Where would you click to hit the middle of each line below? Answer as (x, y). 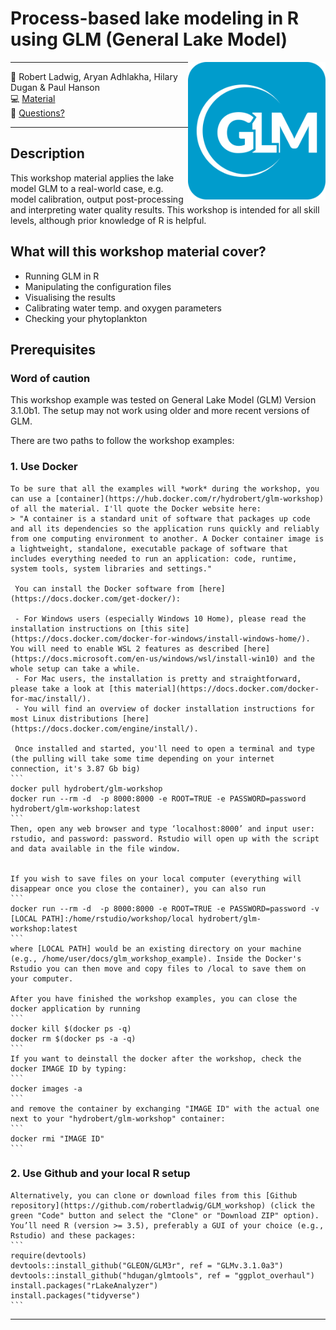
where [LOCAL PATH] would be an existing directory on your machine (156, 948)
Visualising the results (70, 297)
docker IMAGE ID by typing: (69, 1068)
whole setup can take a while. (75, 668)
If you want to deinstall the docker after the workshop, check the (156, 1058)
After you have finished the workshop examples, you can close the (154, 998)
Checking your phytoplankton (86, 318)
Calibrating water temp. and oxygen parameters (123, 308)
